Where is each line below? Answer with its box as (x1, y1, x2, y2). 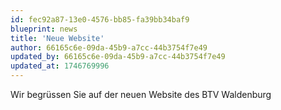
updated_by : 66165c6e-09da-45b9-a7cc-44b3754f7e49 (10, 52, 226, 62)
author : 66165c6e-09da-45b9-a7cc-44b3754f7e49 (10, 42, 208, 53)
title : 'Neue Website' (10, 33, 105, 43)
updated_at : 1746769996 (10, 61, 110, 71)
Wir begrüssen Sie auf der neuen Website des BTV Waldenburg (10, 89, 272, 100)
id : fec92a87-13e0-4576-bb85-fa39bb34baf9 (10, 14, 190, 25)
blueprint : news (10, 24, 78, 34)
